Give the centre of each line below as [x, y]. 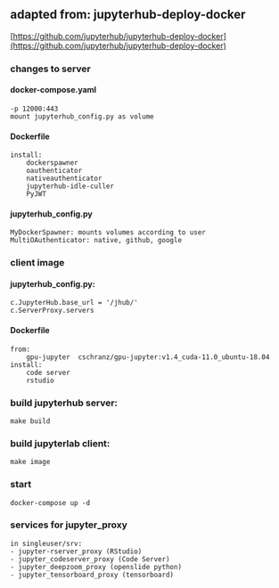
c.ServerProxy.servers [52, 311]
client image [37, 263]
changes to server [51, 69]
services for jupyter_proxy [69, 525]
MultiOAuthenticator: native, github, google [96, 241]
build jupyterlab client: [60, 443]
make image [30, 462]
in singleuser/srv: [46, 543]
